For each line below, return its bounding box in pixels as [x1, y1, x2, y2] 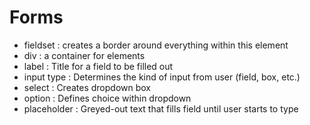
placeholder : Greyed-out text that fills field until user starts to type [23, 102, 299, 115]
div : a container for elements [23, 49, 146, 61]
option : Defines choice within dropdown [23, 92, 192, 104]
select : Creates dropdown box [23, 81, 151, 93]
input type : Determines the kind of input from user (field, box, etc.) [23, 71, 301, 83]
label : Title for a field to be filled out [23, 60, 174, 72]
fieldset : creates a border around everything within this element [23, 39, 289, 51]
